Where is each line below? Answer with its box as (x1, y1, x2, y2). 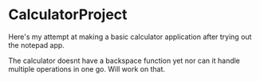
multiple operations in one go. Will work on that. (8, 64, 166, 73)
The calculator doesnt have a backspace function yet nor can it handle (8, 56, 241, 65)
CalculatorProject (8, 6, 128, 24)
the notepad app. (8, 40, 65, 49)
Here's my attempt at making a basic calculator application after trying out (8, 32, 252, 41)
